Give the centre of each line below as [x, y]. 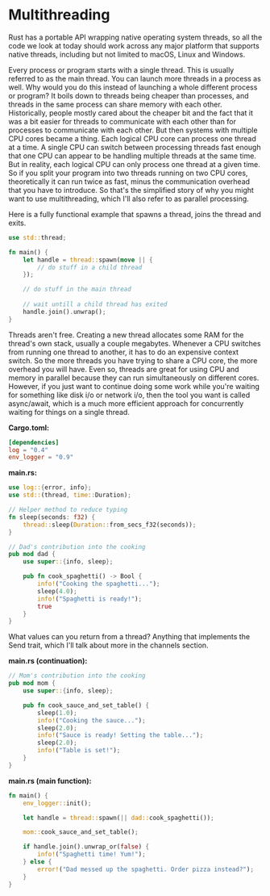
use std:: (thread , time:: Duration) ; [70, 495]
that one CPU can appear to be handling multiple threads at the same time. [132, 156]
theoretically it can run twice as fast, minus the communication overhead [129, 181]
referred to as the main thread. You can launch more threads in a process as [135, 78]
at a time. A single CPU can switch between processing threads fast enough [135, 147]
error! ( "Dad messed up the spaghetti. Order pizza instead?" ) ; [145, 869]
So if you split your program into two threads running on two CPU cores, [128, 173]
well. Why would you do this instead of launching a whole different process [133, 87]
